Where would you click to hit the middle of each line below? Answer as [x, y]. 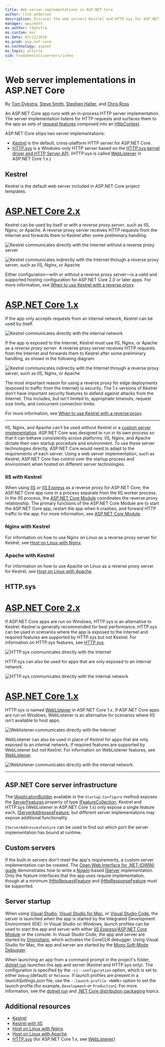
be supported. [19, 886]
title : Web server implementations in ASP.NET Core [59, 10]
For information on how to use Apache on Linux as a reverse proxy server [79, 566]
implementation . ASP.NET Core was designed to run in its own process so [80, 433]
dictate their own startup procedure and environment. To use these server [80, 443]
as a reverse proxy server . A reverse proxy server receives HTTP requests [80, 348]
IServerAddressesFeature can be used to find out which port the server [77, 827]
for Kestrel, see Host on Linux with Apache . [49, 571]
